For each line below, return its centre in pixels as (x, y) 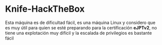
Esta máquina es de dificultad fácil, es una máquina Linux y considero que (80, 22)
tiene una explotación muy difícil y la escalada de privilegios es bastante (79, 33)
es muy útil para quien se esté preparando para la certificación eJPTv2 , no (81, 27)
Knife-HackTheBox (45, 9)
